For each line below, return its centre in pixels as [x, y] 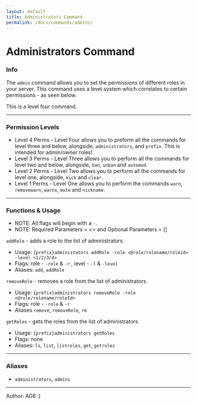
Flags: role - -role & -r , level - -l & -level [66, 264]
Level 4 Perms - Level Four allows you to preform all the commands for [100, 140]
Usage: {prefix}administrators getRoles [65, 333]
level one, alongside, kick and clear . [59, 177]
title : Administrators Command [44, 17]
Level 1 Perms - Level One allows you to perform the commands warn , [98, 184]
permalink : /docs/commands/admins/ [50, 22]
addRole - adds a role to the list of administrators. [65, 241]
